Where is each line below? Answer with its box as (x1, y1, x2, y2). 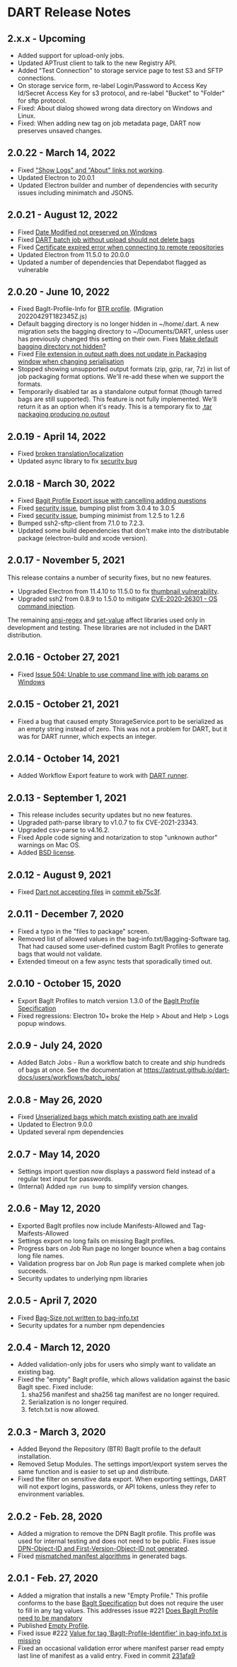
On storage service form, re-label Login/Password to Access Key (17, 81, 207, 89)
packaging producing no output (17, 410, 110, 419)
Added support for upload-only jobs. (17, 51, 125, 60)
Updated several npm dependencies (17, 1128, 124, 1136)
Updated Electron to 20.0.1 (17, 173, 95, 181)
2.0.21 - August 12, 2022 (7, 209, 118, 221)
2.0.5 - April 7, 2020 (7, 1294, 98, 1307)
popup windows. (17, 1019, 67, 1027)
